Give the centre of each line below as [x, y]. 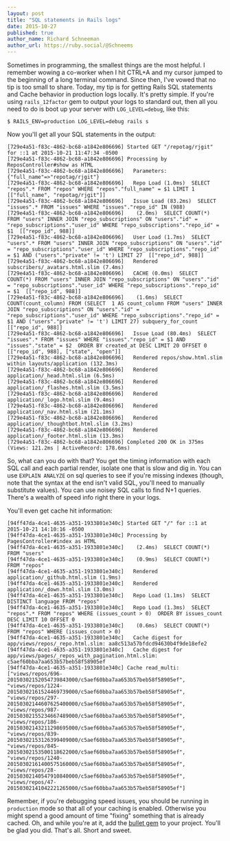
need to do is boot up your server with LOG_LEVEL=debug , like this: [99, 109]
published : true [30, 33]
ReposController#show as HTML [50, 165]
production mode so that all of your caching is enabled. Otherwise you [107, 808]
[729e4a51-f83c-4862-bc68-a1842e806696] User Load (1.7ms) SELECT [109, 237]
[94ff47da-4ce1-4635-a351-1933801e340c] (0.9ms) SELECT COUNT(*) [109, 560]
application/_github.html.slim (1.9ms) [64, 577]
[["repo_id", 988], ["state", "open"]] [64, 352]
